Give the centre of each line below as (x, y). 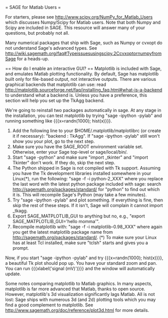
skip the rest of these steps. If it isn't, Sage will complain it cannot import (88, 205)
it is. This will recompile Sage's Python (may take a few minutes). (79, 195)
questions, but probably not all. (37, 33)
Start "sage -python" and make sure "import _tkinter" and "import (80, 157)
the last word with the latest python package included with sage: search (87, 184)
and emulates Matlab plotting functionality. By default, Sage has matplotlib (82, 74)
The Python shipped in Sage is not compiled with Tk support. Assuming (87, 168)
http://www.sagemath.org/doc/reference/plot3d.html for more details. (77, 310)
